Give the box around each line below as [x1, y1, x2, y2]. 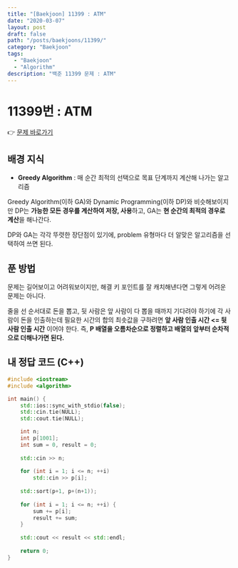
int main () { [7, 395, 46, 402]
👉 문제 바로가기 [7, 128, 53, 136]
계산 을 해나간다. [7, 215, 52, 224]
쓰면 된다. [26, 240, 53, 248]
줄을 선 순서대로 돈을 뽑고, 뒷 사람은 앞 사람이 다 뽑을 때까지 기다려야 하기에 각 [7, 307, 224, 315]
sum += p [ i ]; [33, 507, 72, 514]
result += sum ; [33, 514, 78, 522]
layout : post [7, 24, 46, 31]
